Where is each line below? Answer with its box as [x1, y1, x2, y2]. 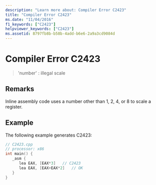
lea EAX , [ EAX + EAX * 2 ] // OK [18, 165, 83, 171]
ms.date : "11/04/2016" [5, 17, 54, 22]
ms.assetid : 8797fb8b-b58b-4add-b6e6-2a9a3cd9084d [5, 31, 115, 36]
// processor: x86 [5, 146, 44, 152]
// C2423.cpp [5, 142, 33, 147]
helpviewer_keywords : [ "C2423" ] [5, 27, 74, 32]
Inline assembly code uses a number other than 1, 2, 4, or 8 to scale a [5, 98, 151, 104]
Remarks [5, 85, 35, 93]
